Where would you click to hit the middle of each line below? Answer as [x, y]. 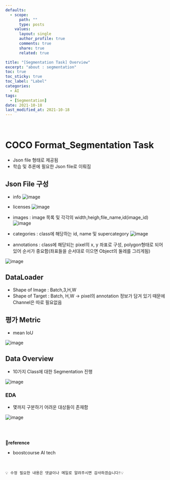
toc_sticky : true [24, 77]
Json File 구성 [27, 184]
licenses [22, 207]
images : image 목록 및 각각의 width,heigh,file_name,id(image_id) [80, 217]
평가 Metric [23, 320]
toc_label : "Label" [26, 82]
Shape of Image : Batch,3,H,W [45, 290]
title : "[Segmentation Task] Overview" [48, 62]
